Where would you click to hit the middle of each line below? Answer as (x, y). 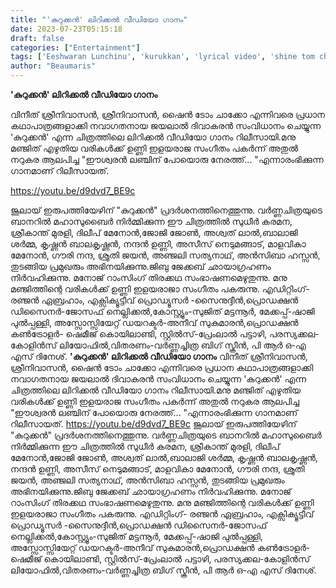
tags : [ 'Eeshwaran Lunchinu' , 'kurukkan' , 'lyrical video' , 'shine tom (162, 57)
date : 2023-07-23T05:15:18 (66, 29)
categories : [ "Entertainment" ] (75, 47)
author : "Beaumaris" (53, 66)
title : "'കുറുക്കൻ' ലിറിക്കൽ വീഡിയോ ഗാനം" (99, 19)
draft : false (37, 38)
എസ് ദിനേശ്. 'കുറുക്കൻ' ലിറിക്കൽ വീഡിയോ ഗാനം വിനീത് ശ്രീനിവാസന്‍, (159, 356)
